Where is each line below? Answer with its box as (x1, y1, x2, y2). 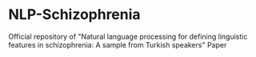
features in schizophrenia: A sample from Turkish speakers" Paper (8, 40, 227, 49)
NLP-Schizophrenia (8, 6, 142, 24)
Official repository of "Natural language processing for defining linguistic (8, 32, 248, 41)
